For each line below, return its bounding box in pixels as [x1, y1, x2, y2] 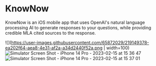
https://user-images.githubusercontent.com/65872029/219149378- [11, 39, 149, 45]
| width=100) [103, 45, 130, 51]
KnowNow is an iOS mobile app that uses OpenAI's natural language [5, 19, 145, 25]
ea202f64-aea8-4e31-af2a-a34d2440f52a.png [5, 45, 103, 51]
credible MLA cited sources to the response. [5, 30, 96, 36]
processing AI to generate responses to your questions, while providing [5, 24, 152, 30]
